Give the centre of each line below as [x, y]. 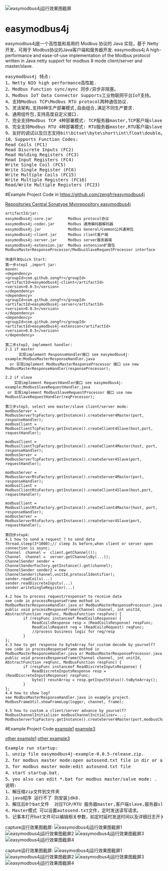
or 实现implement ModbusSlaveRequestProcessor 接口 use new [70, 392]
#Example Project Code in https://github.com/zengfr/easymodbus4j [75, 194]
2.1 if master [20, 349]
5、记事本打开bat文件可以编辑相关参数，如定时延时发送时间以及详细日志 [80, 817]
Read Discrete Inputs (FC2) [39, 150]
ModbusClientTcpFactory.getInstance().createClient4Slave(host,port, [79, 428]
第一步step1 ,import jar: [31, 265]
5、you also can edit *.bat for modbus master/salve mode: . [81, 779]
